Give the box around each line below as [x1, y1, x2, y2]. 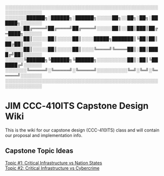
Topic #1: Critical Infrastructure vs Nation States [5, 160, 102, 166]
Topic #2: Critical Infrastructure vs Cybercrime [5, 165, 100, 171]
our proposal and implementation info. [5, 132, 83, 138]
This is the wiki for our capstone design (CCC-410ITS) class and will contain [5, 127, 160, 133]
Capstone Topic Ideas [5, 147, 73, 155]
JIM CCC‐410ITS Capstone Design [5, 100, 149, 112]
